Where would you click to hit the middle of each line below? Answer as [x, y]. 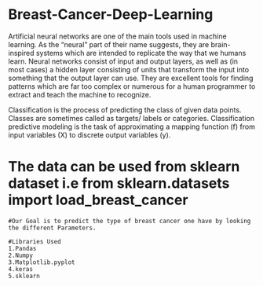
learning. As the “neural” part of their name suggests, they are [109, 44]
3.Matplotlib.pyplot [42, 262]
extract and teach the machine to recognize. [80, 94]
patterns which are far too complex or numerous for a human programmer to [132, 86]
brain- [221, 44]
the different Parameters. [52, 228]
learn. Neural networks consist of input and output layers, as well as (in [123, 61]
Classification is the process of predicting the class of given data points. [125, 110]
